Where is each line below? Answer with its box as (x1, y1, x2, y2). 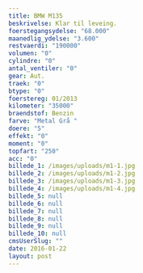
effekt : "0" (8, 132, 48, 140)
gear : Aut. (8, 72, 45, 80)
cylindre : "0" (8, 57, 57, 65)
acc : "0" (8, 154, 38, 162)
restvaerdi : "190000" (8, 42, 82, 50)
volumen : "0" (8, 49, 53, 57)
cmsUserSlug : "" (8, 237, 63, 246)
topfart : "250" (8, 147, 60, 155)
